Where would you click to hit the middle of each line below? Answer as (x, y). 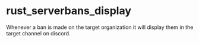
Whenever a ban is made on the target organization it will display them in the (100, 27)
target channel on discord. (38, 33)
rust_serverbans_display (69, 11)
